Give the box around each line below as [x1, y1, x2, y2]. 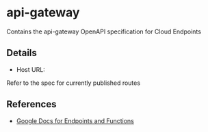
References [6, 98, 57, 110]
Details [6, 47, 37, 59]
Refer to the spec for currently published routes [6, 79, 141, 87]
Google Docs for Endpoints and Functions [16, 116, 134, 124]
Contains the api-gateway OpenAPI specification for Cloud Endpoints [6, 27, 201, 36]
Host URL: [16, 65, 45, 73]
